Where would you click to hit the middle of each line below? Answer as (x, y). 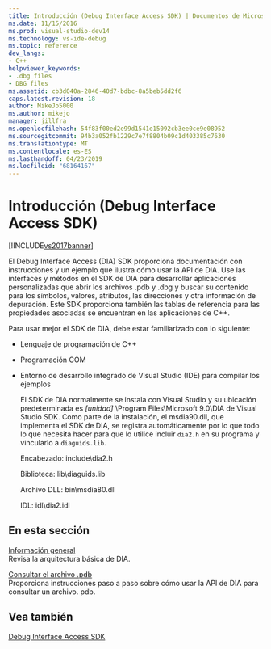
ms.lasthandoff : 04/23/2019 (56, 158)
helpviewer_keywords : (45, 69)
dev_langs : (27, 53)
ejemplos (35, 384)
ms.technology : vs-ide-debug (57, 38)
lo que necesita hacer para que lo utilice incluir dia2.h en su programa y (140, 434)
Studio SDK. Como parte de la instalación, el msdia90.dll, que (122, 417)
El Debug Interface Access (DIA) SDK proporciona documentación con (126, 261)
